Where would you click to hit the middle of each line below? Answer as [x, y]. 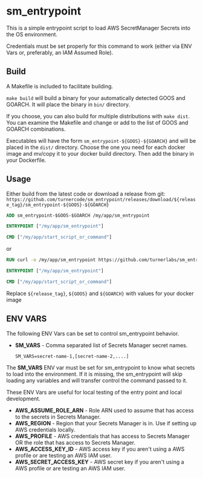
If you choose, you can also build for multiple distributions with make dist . [98, 116]
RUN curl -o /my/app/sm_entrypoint [51, 260]
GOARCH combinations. [36, 129]
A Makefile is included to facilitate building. [60, 86]
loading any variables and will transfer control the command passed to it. [97, 380]
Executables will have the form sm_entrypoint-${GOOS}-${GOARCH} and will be [101, 141]
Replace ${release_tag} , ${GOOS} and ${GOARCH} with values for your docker [100, 293]
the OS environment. [32, 34]
